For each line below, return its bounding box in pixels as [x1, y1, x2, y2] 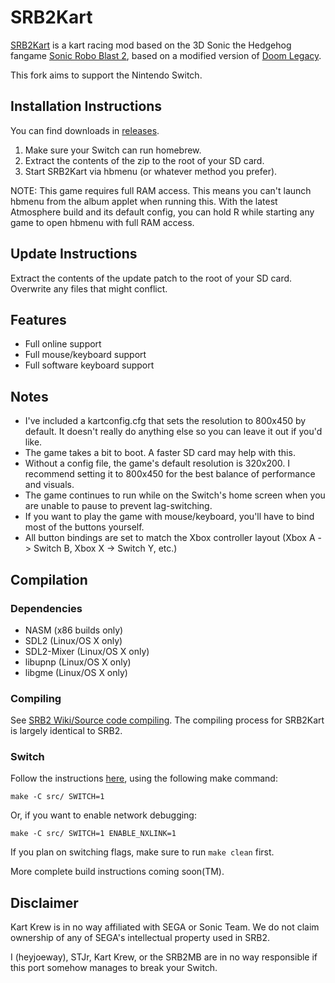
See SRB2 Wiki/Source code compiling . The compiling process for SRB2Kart [10, 714, 325, 726]
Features [10, 311, 67, 328]
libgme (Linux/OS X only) [24, 666, 128, 678]
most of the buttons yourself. [24, 521, 145, 533]
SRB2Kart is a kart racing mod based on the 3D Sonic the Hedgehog [10, 39, 292, 51]
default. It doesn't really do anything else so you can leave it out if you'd [24, 426, 323, 438]
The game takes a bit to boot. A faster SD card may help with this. [24, 447, 296, 459]
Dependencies [10, 601, 83, 615]
